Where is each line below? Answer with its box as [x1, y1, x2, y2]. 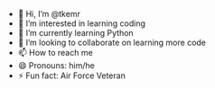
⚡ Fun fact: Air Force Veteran [17, 70, 126, 81]
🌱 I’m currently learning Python [17, 28, 134, 38]
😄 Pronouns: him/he [17, 60, 95, 71]
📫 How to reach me [17, 48, 93, 57]
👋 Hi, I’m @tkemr [17, 9, 81, 19]
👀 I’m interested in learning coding [17, 18, 146, 29]
